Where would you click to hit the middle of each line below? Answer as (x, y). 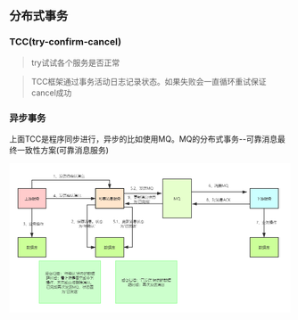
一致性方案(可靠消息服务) (63, 150)
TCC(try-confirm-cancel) (66, 42)
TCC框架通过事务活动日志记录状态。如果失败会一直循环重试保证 (149, 81)
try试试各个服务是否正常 (75, 62)
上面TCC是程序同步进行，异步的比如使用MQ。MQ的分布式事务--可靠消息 (144, 139)
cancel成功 (51, 93)
